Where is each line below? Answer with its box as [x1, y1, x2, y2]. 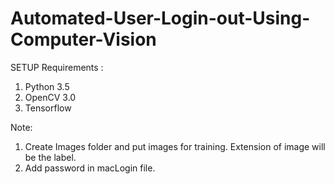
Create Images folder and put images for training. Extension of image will [24, 140, 326, 152]
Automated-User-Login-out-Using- [10, 7, 311, 30]
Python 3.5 [24, 80, 70, 92]
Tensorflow [24, 102, 72, 114]
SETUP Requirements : [10, 61, 104, 73]
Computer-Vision [10, 28, 157, 51]
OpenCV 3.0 [24, 91, 77, 103]
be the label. [24, 151, 77, 163]
